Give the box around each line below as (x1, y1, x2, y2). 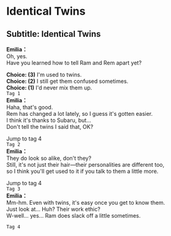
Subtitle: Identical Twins (6, 29, 101, 39)
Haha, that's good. (6, 104, 53, 111)
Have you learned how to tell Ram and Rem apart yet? (6, 59, 142, 66)
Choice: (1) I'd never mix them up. (6, 84, 93, 91)
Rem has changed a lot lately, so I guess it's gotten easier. (6, 110, 153, 117)
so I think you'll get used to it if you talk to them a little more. (6, 167, 159, 175)
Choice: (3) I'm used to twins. (6, 71, 82, 78)
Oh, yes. (6, 53, 28, 59)
